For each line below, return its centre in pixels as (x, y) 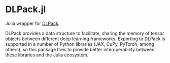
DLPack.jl (26, 9)
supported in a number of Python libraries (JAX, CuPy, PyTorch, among (80, 44)
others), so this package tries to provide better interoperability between (80, 49)
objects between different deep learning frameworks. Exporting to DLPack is (85, 39)
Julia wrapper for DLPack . (32, 23)
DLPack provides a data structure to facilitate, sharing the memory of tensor (85, 33)
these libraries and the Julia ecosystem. (47, 55)
